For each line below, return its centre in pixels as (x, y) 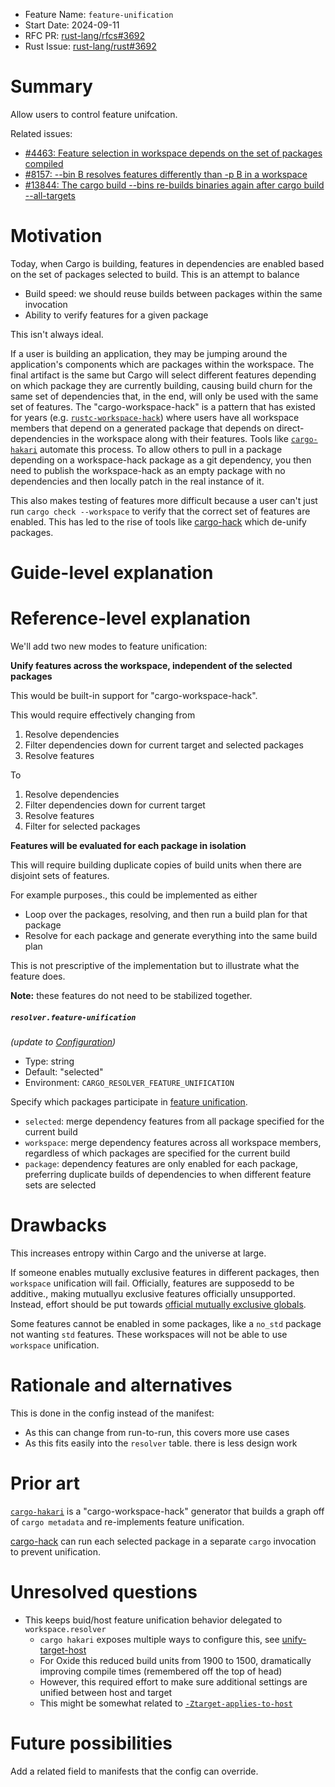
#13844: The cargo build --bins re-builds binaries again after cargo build (174, 185)
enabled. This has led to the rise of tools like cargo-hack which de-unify (158, 521)
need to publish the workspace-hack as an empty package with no (148, 470)
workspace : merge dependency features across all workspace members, (173, 1142)
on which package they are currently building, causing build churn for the (161, 385)
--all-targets (50, 195)
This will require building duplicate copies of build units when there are (156, 865)
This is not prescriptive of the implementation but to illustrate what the (155, 965)
